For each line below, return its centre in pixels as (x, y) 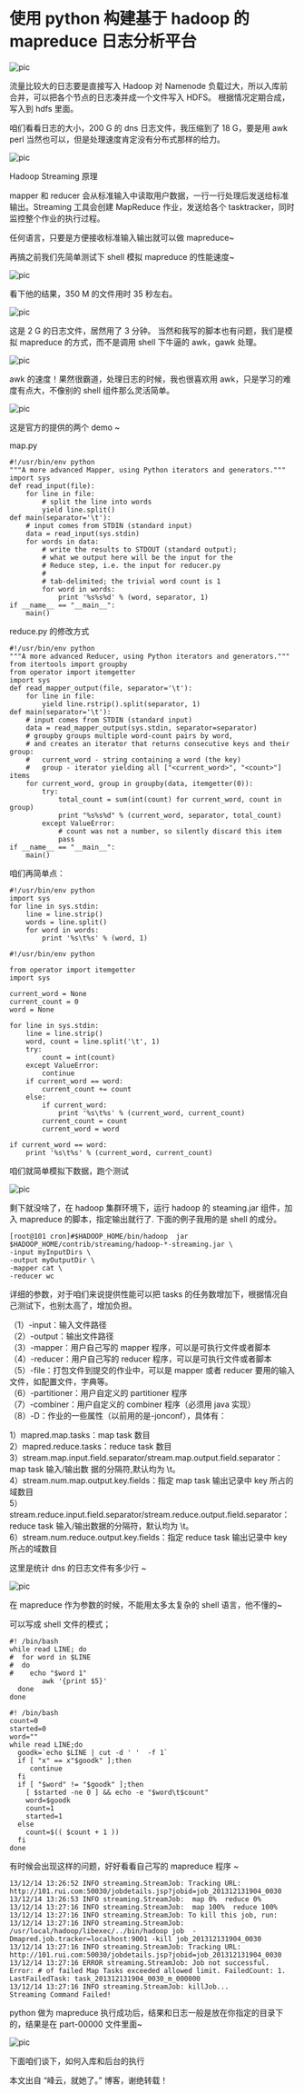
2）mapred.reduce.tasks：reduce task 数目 (91, 1446)
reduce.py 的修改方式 (49, 631)
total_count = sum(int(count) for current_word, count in (170, 799)
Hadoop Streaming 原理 (54, 176)
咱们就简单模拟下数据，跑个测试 (69, 1171)
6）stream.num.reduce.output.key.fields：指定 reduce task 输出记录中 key (148, 1537)
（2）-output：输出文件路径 (62, 1336)
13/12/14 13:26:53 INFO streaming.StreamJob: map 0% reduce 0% (135, 1899)
